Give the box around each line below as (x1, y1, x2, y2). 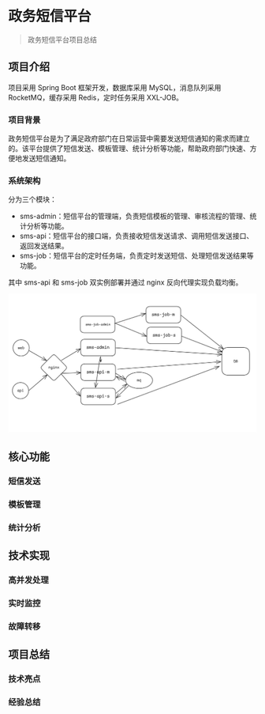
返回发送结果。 (19, 241, 69, 251)
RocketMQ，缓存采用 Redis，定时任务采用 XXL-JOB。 (8, 93, 184, 102)
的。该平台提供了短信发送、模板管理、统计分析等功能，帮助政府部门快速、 (8, 144, 250, 153)
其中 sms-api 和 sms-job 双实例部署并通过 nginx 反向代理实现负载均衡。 (8, 278, 243, 287)
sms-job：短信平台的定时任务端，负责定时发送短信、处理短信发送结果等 (19, 251, 254, 261)
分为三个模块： (8, 195, 57, 204)
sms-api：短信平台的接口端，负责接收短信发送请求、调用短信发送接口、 (19, 231, 254, 241)
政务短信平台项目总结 (27, 35, 97, 44)
